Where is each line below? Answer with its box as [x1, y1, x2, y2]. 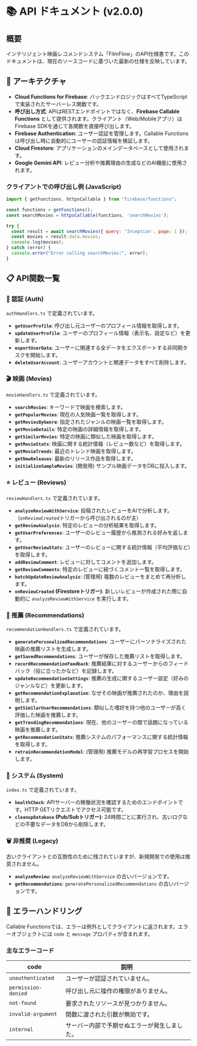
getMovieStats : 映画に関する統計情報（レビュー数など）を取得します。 [14, 440, 185, 447]
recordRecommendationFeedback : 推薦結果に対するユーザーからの [14, 660, 168, 667]
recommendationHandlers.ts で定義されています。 [6, 626, 124, 633]
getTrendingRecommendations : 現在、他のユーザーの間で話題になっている [14, 719, 189, 726]
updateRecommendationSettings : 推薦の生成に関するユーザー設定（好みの [14, 675, 189, 682]
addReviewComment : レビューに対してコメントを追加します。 [14, 558, 157, 566]
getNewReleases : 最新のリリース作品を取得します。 [14, 455, 136, 462]
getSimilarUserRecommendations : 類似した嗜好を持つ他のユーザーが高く [14, 704, 186, 711]
